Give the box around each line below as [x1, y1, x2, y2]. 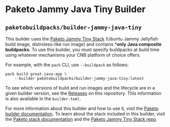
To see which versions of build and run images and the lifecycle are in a [5, 85, 155, 91]
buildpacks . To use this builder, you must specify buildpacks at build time [5, 47, 160, 53]
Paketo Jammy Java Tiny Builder [5, 4, 146, 15]
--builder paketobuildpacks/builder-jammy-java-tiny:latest [14, 76, 144, 81]
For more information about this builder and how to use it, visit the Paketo [5, 105, 159, 111]
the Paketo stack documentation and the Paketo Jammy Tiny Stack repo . [5, 116, 157, 122]
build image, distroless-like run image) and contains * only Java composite [5, 41, 162, 47]
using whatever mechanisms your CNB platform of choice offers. [5, 52, 141, 58]
